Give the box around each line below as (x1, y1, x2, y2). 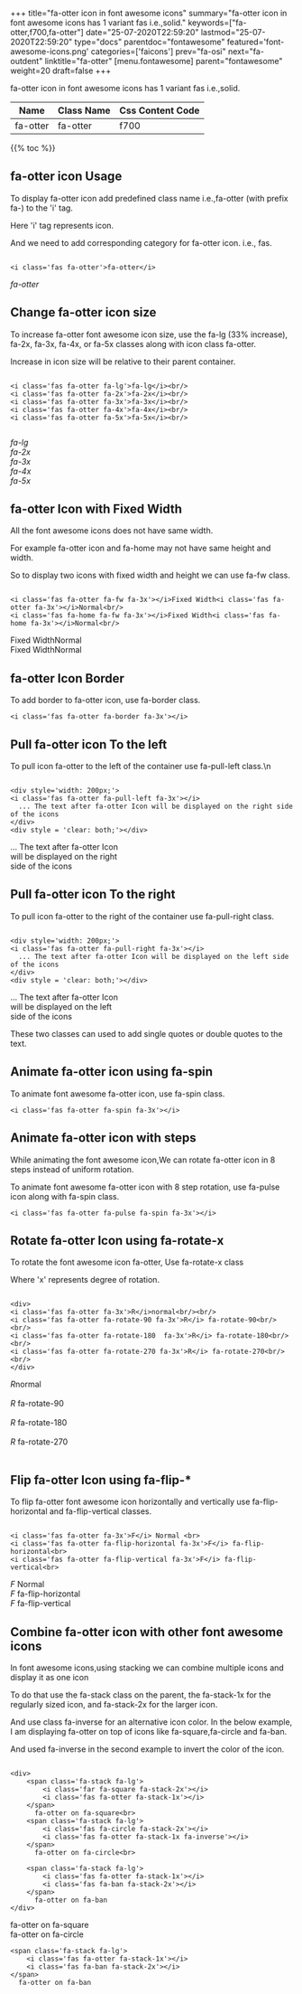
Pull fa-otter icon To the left (10, 737, 168, 752)
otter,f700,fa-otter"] (10, 27, 84, 37)
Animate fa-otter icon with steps (10, 1130, 197, 1146)
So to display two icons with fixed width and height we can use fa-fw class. (10, 569, 291, 581)
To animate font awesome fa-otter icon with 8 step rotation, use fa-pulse (10, 1181, 280, 1192)
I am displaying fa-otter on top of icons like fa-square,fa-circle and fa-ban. (10, 1726, 288, 1736)
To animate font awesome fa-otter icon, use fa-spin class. (10, 1088, 225, 1099)
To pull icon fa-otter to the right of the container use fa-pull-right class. (10, 910, 274, 921)
